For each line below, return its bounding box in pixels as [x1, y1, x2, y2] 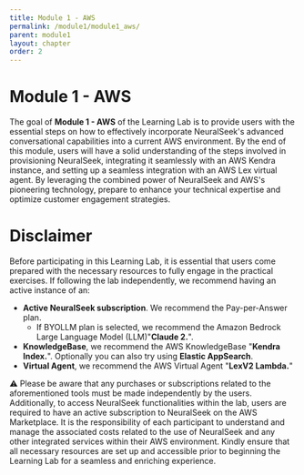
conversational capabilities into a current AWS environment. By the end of [9, 136, 287, 147]
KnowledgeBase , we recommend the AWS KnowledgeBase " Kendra [22, 341, 280, 351]
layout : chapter [9, 38, 71, 48]
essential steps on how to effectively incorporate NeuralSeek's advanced [9, 126, 284, 137]
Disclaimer [9, 226, 93, 247]
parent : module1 [9, 30, 71, 39]
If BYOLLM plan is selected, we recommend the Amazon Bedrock [35, 322, 282, 332]
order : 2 [9, 47, 43, 56]
